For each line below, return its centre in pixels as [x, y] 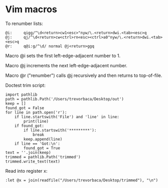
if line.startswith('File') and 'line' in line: [67, 117]
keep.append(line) [43, 139]
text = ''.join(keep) [28, 152]
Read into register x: [26, 171]
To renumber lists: [24, 23]
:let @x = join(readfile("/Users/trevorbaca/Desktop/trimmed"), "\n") [82, 180]
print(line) [36, 121]
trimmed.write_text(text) [33, 162]
